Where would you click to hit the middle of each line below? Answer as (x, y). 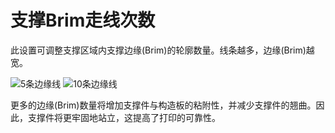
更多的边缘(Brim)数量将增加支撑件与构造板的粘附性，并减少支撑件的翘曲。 (163, 105)
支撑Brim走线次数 (83, 20)
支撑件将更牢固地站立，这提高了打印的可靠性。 (124, 117)
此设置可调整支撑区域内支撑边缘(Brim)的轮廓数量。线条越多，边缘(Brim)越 (162, 50)
